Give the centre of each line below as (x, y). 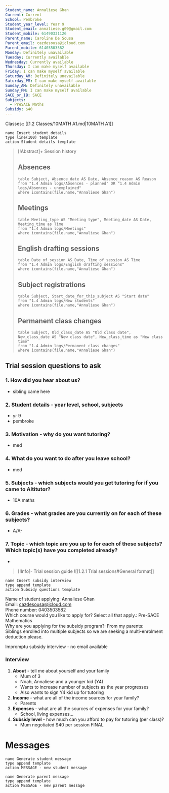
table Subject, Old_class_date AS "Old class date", (74, 333)
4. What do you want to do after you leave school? (68, 459)
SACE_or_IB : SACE (24, 95)
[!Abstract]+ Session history (47, 151)
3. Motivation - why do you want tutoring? (58, 434)
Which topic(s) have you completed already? (61, 551)
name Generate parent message (37, 776)
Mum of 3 (30, 676)
